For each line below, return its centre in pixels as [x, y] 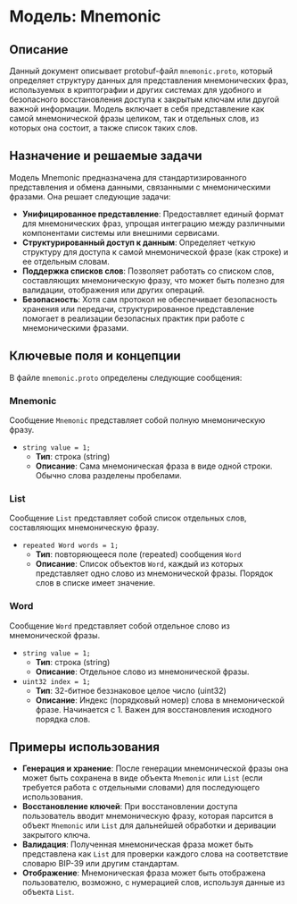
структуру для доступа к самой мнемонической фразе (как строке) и [155, 251]
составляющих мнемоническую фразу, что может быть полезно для [153, 280]
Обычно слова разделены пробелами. [109, 475]
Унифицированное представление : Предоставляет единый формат [153, 214]
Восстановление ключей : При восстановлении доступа [130, 807]
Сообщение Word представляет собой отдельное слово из [120, 625]
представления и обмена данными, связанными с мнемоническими [140, 187]
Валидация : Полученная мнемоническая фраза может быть [138, 845]
